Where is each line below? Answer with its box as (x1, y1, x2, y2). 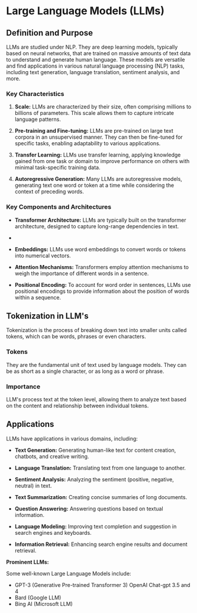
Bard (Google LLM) (14, 594, 62, 601)
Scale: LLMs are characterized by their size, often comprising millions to (14, 103, 192, 110)
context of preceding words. (14, 188, 85, 195)
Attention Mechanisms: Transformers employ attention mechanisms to (14, 263, 189, 270)
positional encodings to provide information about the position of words (14, 288, 189, 295)
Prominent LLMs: (6, 558, 49, 566)
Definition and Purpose (6, 28, 93, 38)
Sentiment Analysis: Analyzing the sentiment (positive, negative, (14, 475, 175, 483)
